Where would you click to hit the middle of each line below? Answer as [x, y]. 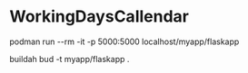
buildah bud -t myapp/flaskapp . [69, 59]
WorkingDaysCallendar [99, 17]
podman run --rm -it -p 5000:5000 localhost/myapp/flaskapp [124, 41]
